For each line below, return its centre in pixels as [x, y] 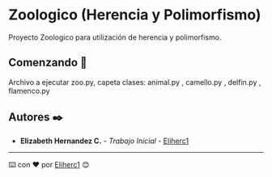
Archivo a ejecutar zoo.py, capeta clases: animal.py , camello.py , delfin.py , [135, 82]
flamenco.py [29, 91]
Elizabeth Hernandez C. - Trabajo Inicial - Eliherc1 [104, 141]
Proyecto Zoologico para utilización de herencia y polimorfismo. [115, 37]
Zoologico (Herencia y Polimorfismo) [135, 15]
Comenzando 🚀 [48, 63]
